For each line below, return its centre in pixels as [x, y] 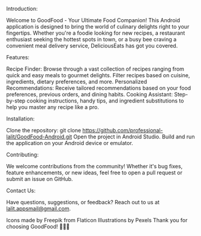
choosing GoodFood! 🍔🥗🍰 [38, 226]
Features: [18, 57]
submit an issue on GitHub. [40, 179]
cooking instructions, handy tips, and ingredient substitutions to [105, 101]
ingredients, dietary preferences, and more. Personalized [77, 81]
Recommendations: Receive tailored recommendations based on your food [99, 88]
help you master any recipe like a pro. [52, 107]
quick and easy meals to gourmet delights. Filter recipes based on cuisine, [98, 75]
